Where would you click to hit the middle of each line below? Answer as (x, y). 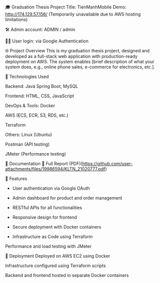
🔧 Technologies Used (27, 77)
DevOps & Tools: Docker (30, 106)
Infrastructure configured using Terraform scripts (55, 266)
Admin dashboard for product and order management (67, 198)
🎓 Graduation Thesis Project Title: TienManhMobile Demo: (66, 7)
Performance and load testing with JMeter (48, 246)
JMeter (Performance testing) (36, 154)
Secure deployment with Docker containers (57, 227)
